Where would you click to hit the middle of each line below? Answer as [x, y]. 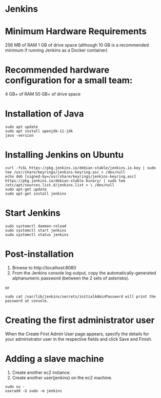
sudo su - [15, 386]
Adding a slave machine [54, 359]
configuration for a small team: [69, 81]
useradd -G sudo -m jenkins [34, 391]
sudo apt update [21, 127]
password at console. [27, 301]
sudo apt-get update [26, 189]
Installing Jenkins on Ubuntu [64, 155]
